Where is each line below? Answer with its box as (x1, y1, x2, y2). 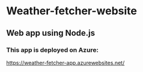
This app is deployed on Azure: (6, 46, 99, 54)
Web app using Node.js (6, 28, 96, 38)
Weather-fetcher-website (6, 4, 137, 18)
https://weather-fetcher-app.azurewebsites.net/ (6, 59, 125, 66)
